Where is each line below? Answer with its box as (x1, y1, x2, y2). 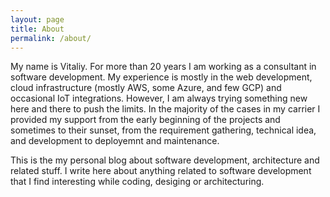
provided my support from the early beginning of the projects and (10, 114, 281, 126)
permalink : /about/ (10, 33, 92, 43)
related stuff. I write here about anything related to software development (10, 165, 312, 177)
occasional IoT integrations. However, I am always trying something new (10, 92, 308, 105)
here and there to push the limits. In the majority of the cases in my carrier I (10, 103, 321, 115)
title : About (10, 24, 65, 34)
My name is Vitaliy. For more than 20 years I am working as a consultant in (10, 61, 317, 73)
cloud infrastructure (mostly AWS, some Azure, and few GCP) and (10, 82, 282, 94)
